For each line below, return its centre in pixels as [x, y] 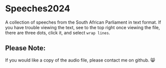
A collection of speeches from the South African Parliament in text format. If [83, 22]
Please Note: [25, 48]
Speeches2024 [38, 9]
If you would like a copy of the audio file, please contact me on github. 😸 [80, 60]
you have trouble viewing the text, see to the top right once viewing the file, [83, 27]
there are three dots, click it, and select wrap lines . [58, 33]
